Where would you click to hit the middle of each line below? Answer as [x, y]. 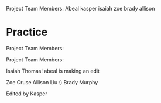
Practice [27, 32]
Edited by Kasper [27, 94]
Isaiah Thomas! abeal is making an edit [53, 71]
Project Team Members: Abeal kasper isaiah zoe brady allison [80, 8]
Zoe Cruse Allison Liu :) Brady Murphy [52, 82]
